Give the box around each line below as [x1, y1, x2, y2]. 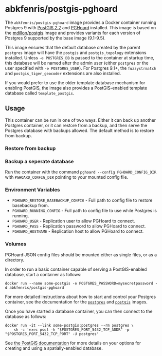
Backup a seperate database [5, 158, 74, 165]
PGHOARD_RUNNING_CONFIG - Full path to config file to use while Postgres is [12, 208, 157, 214]
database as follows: [5, 313, 47, 319]
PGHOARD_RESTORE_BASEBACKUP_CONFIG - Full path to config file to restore [12, 197, 153, 203]
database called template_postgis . [5, 90, 74, 96]
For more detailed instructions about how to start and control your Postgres [5, 294, 156, 300]
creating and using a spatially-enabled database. [5, 345, 103, 351]
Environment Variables [5, 186, 60, 193]
